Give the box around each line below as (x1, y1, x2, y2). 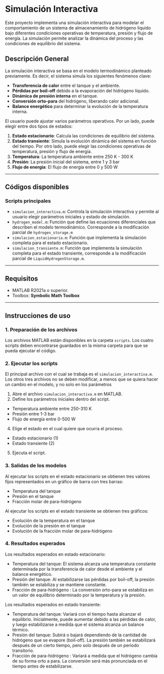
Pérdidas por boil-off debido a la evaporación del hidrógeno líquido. (12, 87, 150, 94)
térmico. (12, 626, 29, 632)
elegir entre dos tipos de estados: (5, 123, 73, 129)
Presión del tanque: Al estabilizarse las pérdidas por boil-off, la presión (12, 576, 155, 582)
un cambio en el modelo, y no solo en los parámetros (5, 382, 112, 388)
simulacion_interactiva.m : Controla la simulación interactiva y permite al (12, 208, 159, 214)
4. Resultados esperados (5, 540, 66, 547)
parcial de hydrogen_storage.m (12, 230, 73, 235)
